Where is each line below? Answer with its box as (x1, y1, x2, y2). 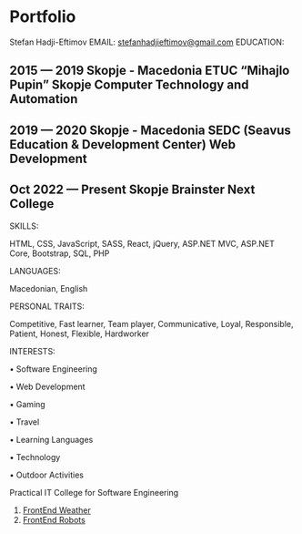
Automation (9, 91, 78, 107)
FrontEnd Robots (22, 514, 86, 525)
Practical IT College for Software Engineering (9, 487, 179, 498)
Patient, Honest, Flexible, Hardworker (9, 328, 150, 339)
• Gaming (9, 398, 45, 409)
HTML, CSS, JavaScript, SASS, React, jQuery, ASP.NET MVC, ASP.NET (9, 238, 275, 249)
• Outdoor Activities (9, 469, 85, 480)
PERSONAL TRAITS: (9, 301, 85, 312)
